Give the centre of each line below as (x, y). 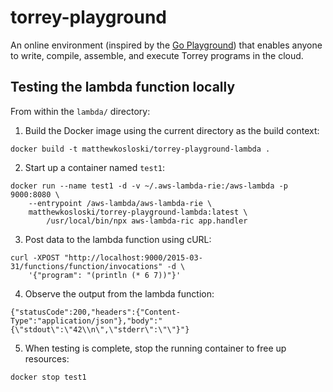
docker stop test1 (48, 377)
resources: (47, 358)
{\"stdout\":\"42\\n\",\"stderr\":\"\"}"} (100, 329)
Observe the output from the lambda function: (119, 293)
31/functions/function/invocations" (86, 266)
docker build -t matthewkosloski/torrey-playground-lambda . (140, 149)
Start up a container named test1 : (95, 167)
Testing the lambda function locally (123, 87)
